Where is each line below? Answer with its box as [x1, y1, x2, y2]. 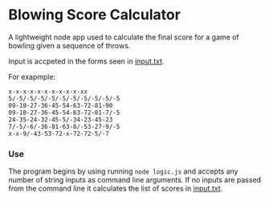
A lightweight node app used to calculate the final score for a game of [8, 32, 239, 42]
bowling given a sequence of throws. [8, 40, 131, 50]
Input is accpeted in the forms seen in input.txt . [8, 56, 165, 66]
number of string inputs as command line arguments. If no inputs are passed [8, 175, 262, 185]
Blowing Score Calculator [8, 6, 181, 24]
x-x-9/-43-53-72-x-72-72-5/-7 [8, 129, 110, 137]
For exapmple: [8, 72, 56, 81]
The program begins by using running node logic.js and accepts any [8, 166, 238, 176]
